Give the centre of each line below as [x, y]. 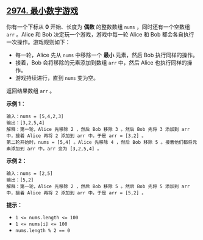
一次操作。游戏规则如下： [38, 42]
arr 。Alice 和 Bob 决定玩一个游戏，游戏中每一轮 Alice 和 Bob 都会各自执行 [100, 34]
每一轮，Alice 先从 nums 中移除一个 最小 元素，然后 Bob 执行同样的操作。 [106, 55]
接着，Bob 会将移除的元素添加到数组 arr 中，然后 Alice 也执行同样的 [101, 62]
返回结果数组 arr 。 [31, 91]
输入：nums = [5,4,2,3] [35, 116]
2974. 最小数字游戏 [42, 11]
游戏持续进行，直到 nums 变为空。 [57, 77]
